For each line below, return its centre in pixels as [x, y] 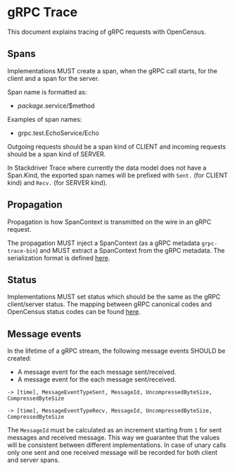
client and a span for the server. [53, 78]
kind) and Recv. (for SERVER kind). [57, 182]
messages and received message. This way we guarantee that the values [114, 438]
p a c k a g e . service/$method [56, 106]
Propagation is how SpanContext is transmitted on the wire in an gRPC [109, 222]
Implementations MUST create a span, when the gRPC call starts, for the [113, 70]
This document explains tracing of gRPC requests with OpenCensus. [107, 32]
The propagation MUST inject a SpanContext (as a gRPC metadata [104, 243]
